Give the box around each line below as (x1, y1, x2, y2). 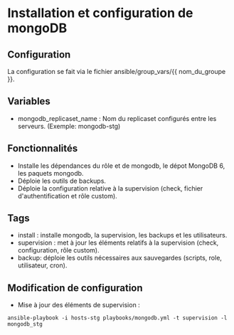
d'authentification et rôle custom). (17, 191, 117, 200)
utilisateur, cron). (17, 261, 68, 270)
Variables (7, 95, 51, 107)
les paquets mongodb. (17, 169, 84, 177)
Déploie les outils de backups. (17, 176, 107, 185)
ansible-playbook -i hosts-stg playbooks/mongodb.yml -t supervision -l (7, 314, 228, 321)
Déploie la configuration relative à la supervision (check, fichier (17, 184, 203, 193)
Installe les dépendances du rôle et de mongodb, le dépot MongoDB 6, (17, 161, 225, 170)
